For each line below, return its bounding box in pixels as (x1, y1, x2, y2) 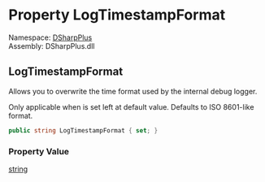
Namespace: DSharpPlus (8, 32, 93, 42)
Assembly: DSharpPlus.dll (8, 41, 95, 50)
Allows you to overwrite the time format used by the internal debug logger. (8, 86, 258, 96)
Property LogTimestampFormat (8, 6, 226, 24)
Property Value (8, 145, 70, 157)
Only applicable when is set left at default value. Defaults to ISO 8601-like (8, 102, 254, 111)
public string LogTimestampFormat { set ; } (8, 126, 159, 135)
